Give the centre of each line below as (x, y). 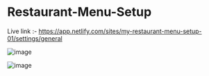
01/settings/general (35, 38)
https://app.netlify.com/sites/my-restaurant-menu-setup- (120, 31)
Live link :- (22, 31)
